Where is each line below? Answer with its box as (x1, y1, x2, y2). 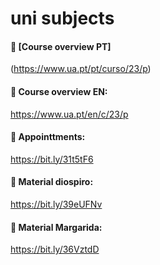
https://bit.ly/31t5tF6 (10, 153, 94, 165)
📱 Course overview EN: (10, 85, 108, 97)
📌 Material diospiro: (10, 176, 94, 188)
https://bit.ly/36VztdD (10, 243, 100, 256)
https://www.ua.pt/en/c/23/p (10, 108, 129, 120)
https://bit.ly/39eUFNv (10, 198, 103, 210)
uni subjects (10, 7, 115, 30)
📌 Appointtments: (10, 131, 86, 143)
